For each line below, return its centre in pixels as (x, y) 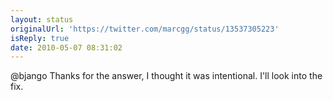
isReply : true (40, 38)
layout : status (42, 19)
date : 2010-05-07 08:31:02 (66, 47)
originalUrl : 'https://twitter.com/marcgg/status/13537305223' (145, 29)
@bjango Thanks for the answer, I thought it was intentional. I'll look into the (166, 76)
